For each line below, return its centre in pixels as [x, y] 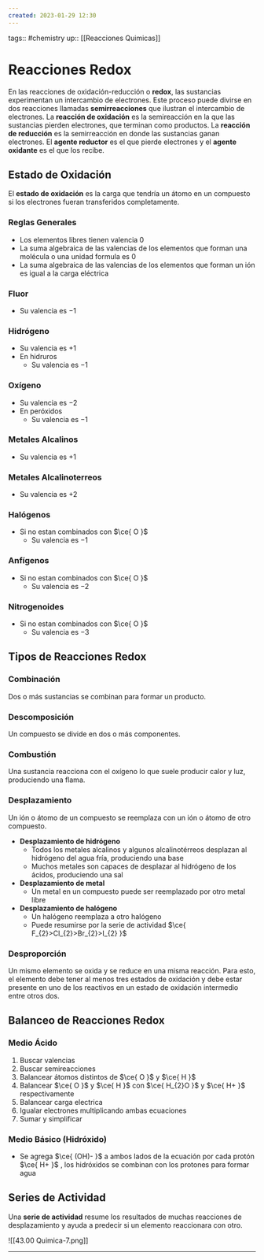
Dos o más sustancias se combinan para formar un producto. [107, 696]
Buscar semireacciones [57, 1069]
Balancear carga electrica [61, 1102]
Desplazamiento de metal [62, 883]
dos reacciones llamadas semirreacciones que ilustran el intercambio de [126, 108]
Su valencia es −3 [60, 632]
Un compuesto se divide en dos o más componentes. [94, 734]
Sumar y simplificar [51, 1118]
